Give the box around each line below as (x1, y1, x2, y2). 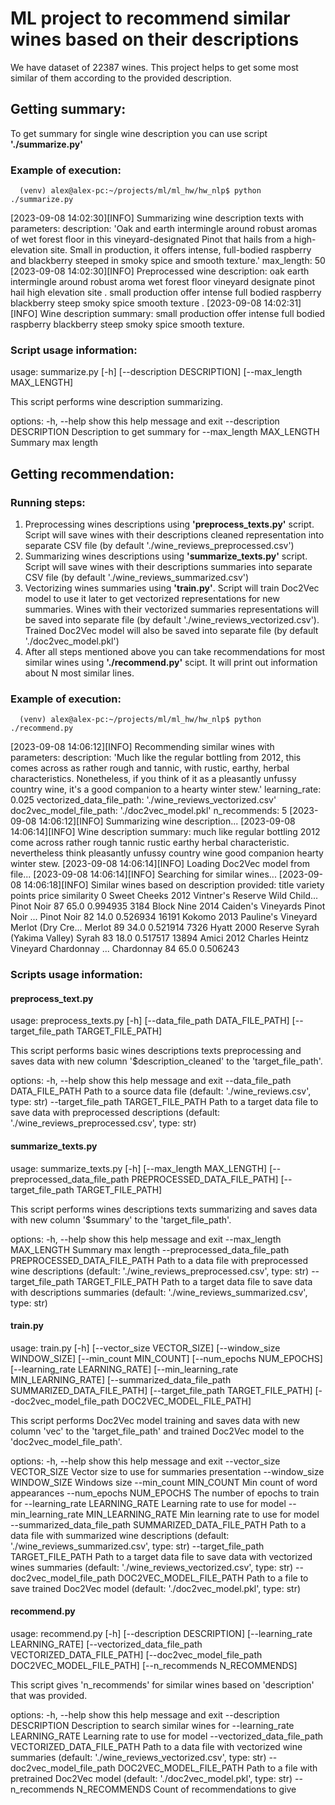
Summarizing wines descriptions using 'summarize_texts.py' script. (24, 550, 308, 562)
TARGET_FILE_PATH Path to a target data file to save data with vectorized (10, 1550, 313, 1562)
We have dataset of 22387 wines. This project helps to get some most (10, 61, 299, 73)
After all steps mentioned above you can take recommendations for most (24, 646, 326, 658)
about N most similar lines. (24, 667, 135, 679)
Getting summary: (10, 101, 127, 118)
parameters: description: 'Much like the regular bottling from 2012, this (10, 752, 302, 764)
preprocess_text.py (10, 992, 94, 1004)
